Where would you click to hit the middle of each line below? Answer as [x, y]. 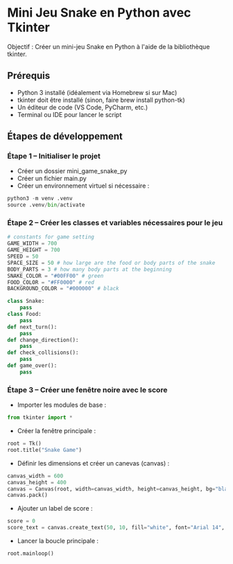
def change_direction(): [43, 340]
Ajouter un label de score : [55, 509]
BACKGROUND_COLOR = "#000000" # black [63, 289]
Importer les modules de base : [62, 405]
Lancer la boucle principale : [58, 541]
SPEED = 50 [23, 257]
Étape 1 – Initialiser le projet [54, 156]
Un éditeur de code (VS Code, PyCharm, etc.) [83, 107]
